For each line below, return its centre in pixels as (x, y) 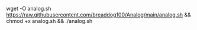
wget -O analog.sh (29, 9)
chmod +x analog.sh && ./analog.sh (49, 21)
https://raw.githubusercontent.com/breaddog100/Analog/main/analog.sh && (98, 15)
